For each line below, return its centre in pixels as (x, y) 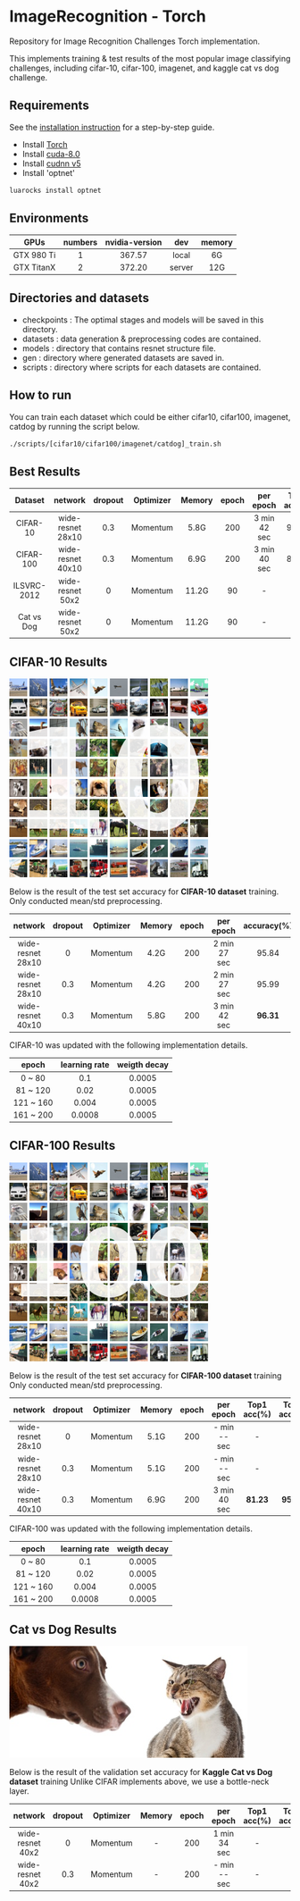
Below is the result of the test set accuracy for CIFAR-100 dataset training (146, 1375)
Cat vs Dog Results (63, 1629)
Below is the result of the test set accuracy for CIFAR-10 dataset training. (144, 892)
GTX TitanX (34, 268)
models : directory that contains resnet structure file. (119, 348)
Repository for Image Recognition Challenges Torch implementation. (135, 41)
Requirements (49, 106)
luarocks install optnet (55, 190)
